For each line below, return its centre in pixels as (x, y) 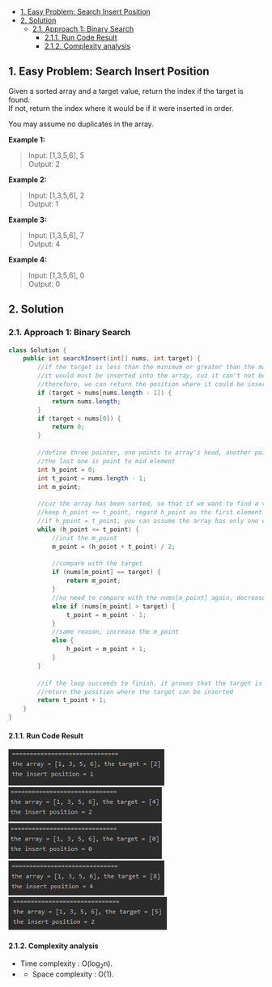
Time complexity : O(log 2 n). (66, 965)
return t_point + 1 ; (72, 700)
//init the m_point (84, 538)
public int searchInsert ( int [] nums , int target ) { (112, 359)
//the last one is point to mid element (106, 461)
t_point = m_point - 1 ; (106, 615)
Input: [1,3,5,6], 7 (56, 235)
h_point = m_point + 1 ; (106, 649)
